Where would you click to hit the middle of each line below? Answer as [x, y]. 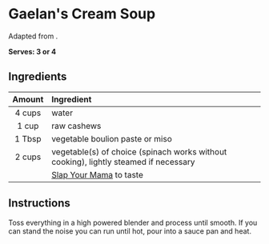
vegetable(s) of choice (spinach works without [139, 151]
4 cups [28, 113]
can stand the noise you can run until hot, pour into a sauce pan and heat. [130, 231]
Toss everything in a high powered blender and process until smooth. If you [133, 222]
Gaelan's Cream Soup [82, 14]
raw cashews [76, 126]
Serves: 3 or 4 [32, 51]
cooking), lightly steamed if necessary [123, 162]
